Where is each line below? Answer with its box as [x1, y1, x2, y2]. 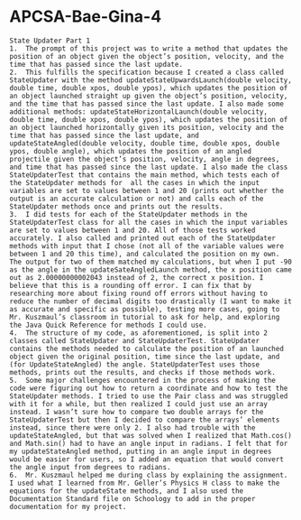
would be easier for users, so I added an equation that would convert [9, 454, 284, 464]
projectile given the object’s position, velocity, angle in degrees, [9, 154, 280, 163]
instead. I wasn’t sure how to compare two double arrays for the [9, 407, 264, 416]
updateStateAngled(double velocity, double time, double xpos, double [9, 138, 280, 148]
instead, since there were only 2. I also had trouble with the [9, 422, 256, 432]
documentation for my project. [9, 502, 127, 511]
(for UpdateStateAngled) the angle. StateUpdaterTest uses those [9, 359, 260, 369]
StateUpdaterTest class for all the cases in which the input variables [9, 218, 288, 227]
